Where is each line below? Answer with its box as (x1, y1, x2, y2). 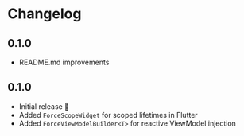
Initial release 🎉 (18, 101, 69, 111)
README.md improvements (18, 57, 110, 67)
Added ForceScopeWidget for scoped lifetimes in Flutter (18, 110, 198, 119)
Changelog (7, 5, 82, 23)
